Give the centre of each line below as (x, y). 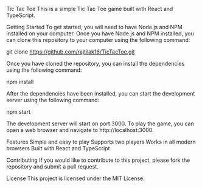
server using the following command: (53, 100)
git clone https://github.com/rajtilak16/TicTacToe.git (71, 52)
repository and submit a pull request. (52, 166)
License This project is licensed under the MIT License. (75, 178)
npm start (19, 112)
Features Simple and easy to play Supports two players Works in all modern (101, 142)
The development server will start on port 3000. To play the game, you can (100, 124)
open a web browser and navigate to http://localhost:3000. (80, 130)
